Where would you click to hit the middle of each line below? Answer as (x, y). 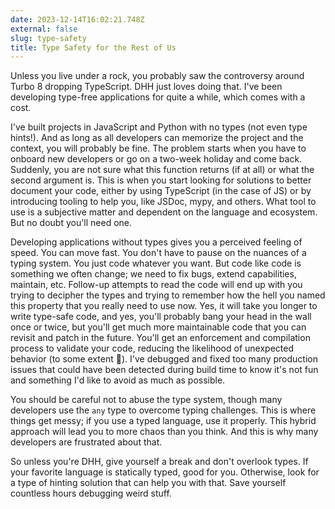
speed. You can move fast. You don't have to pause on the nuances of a (158, 253)
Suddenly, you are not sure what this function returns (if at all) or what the (162, 170)
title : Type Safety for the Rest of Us (93, 47)
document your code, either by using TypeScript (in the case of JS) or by (161, 191)
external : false (44, 29)
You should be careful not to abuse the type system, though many (146, 400)
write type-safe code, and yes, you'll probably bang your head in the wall (161, 317)
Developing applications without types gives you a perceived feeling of (156, 242)
